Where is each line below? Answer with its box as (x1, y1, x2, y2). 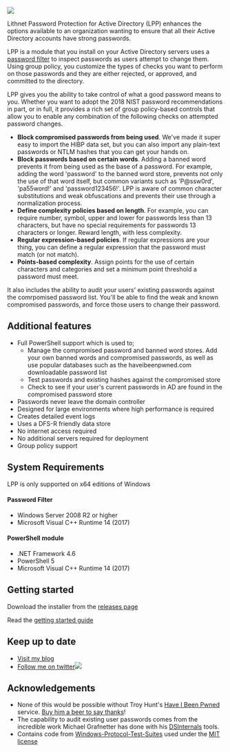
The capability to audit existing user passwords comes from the (17, 715, 198, 724)
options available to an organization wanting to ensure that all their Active (7, 27, 216, 35)
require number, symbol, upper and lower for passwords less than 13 (17, 214, 212, 222)
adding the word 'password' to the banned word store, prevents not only (17, 170, 223, 177)
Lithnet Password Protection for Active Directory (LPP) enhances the (7, 19, 202, 28)
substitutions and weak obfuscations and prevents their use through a (17, 192, 216, 200)
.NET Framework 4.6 (17, 550, 76, 558)
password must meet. (17, 273, 79, 280)
